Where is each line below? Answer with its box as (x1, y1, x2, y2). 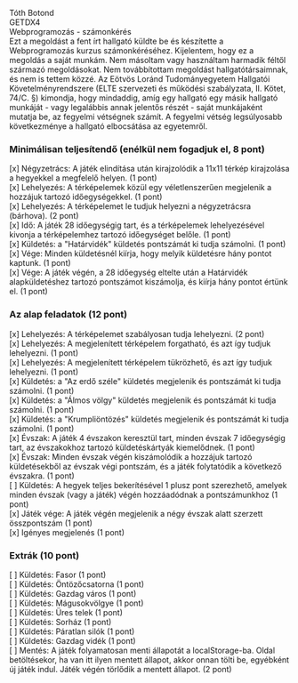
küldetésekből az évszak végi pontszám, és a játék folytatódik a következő (9, 461, 282, 471)
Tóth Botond (9, 8, 55, 18)
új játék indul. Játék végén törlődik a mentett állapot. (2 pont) (9, 663, 233, 674)
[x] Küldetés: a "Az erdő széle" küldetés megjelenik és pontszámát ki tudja (9, 375, 282, 386)
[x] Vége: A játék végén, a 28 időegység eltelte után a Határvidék (9, 267, 248, 278)
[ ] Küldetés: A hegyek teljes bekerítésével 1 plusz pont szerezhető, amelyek (9, 479, 287, 490)
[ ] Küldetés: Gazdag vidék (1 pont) (9, 635, 136, 646)
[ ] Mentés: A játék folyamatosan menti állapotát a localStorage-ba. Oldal (9, 645, 276, 655)
